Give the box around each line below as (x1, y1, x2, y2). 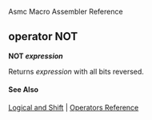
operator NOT (8, 30, 78, 43)
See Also (8, 85, 38, 94)
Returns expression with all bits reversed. (8, 66, 144, 76)
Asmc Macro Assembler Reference (8, 7, 123, 16)
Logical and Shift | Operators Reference (8, 103, 139, 113)
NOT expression (8, 51, 64, 61)
